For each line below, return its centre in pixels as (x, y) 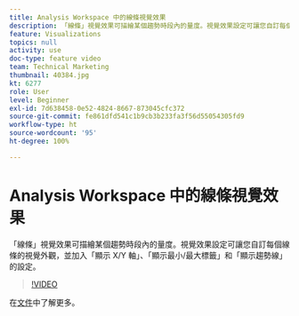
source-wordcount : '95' (53, 133)
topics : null (33, 42)
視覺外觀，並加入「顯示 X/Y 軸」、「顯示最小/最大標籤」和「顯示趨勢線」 (156, 255)
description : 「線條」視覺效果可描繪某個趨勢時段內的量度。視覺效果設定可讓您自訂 (145, 26)
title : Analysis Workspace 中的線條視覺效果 (88, 17)
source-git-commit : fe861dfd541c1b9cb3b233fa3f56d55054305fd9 (127, 116)
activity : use (36, 51)
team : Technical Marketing (59, 67)
